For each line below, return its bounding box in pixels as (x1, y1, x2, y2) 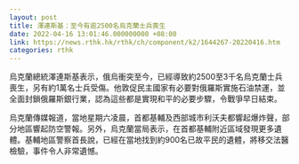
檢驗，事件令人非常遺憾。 (9, 145, 103, 156)
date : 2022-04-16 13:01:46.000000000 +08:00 (9, 29, 177, 38)
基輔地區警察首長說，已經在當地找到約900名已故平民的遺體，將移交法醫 (24, 135, 289, 145)
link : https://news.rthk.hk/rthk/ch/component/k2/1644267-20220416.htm (9, 37, 280, 47)
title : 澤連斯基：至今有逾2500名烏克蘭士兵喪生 (9, 21, 166, 30)
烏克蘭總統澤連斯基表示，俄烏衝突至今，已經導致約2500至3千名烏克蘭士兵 (9, 72, 283, 82)
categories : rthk (9, 46, 74, 55)
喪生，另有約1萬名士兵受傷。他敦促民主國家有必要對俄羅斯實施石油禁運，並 (9, 82, 286, 93)
